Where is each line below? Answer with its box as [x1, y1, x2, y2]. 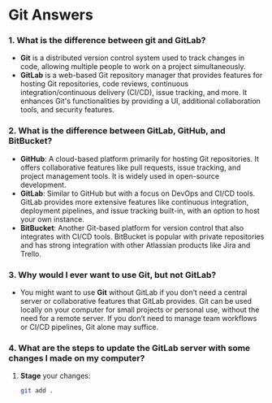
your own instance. [19, 214, 85, 224]
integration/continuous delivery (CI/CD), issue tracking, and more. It [19, 88, 248, 97]
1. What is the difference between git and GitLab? [8, 35, 206, 46]
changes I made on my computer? [8, 353, 145, 363]
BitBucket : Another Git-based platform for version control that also [19, 223, 244, 232]
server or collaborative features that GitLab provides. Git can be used [19, 297, 253, 306]
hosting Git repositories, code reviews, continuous [19, 79, 189, 89]
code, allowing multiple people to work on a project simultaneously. [19, 62, 246, 71]
